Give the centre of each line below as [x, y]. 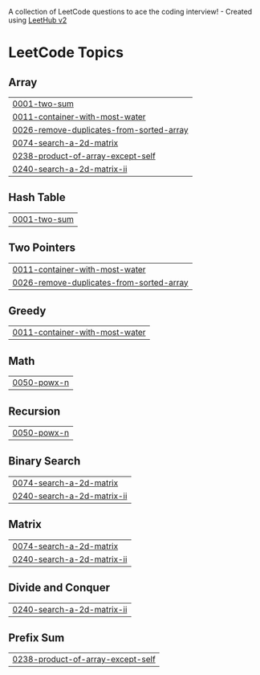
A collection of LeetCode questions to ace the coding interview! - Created [130, 12]
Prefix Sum [37, 638]
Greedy [27, 311]
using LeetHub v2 [38, 20]
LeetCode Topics [66, 53]
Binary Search [45, 461]
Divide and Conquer [59, 588]
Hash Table [37, 197]
